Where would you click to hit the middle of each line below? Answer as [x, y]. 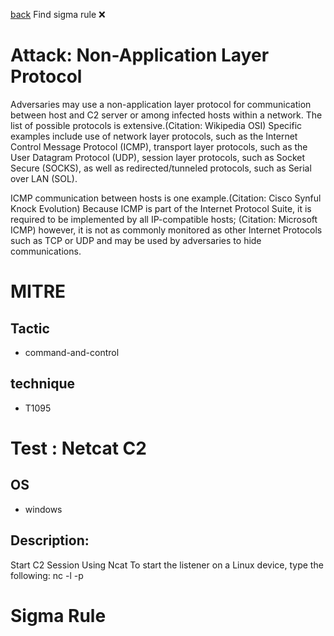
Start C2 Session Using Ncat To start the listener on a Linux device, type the [167, 565]
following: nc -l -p [47, 575]
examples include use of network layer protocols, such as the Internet [154, 136]
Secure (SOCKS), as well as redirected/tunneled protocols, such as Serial [161, 168]
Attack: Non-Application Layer [140, 55]
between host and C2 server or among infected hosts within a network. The [166, 115]
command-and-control [72, 352]
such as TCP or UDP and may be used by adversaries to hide [136, 240]
